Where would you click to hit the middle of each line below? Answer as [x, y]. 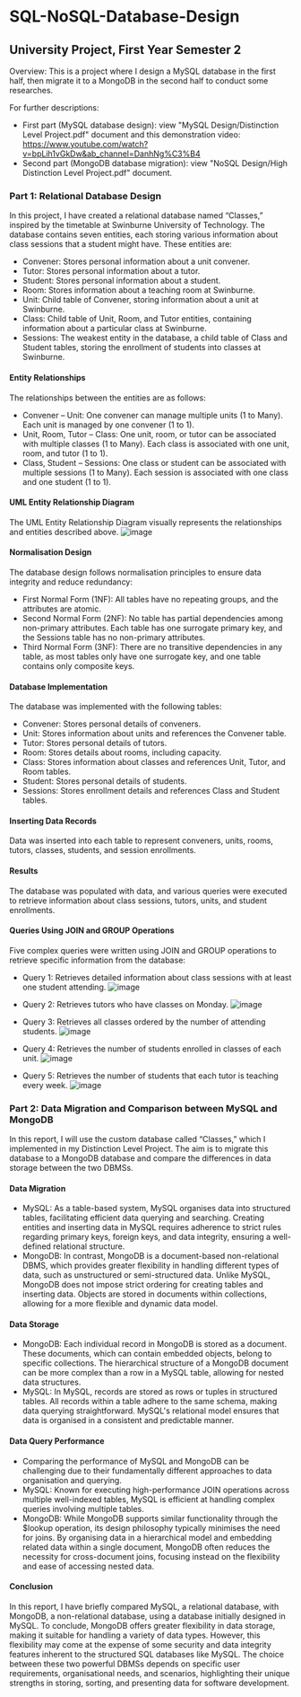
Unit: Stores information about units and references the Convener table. [154, 734]
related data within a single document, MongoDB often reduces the [146, 1547]
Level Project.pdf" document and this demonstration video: [131, 135]
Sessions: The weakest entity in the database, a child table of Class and [155, 338]
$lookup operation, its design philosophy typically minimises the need [151, 1527]
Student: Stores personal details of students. [104, 781]
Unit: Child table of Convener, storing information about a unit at [140, 300]
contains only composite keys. [78, 665]
